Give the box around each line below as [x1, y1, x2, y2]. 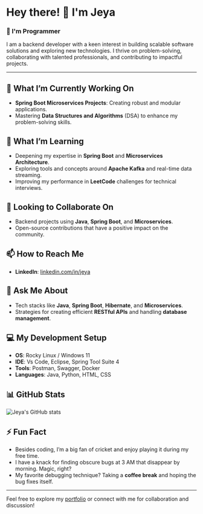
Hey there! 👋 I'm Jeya [6, 5, 116, 19]
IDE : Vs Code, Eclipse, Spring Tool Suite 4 [14, 358, 120, 365]
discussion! [6, 501, 35, 509]
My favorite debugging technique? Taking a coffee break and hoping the [14, 471, 196, 478]
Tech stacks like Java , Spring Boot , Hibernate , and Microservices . [14, 302, 183, 309]
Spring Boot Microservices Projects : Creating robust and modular [14, 99, 181, 106]
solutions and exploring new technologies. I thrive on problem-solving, [6, 47, 182, 54]
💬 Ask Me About [6, 285, 68, 296]
